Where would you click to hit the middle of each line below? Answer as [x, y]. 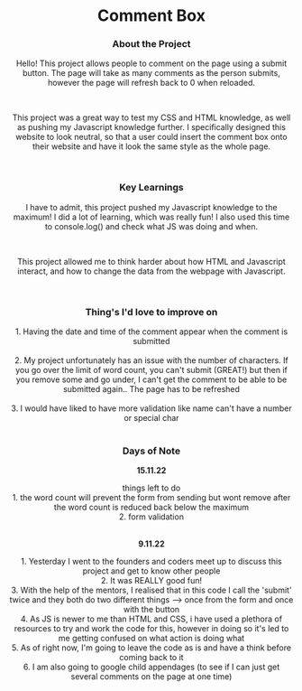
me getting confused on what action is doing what [151, 639]
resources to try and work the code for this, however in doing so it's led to [151, 629]
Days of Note [151, 451]
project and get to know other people [151, 571]
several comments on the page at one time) [151, 677]
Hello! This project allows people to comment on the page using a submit [151, 63]
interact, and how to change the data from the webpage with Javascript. [151, 271]
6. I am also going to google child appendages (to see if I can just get [151, 667]
